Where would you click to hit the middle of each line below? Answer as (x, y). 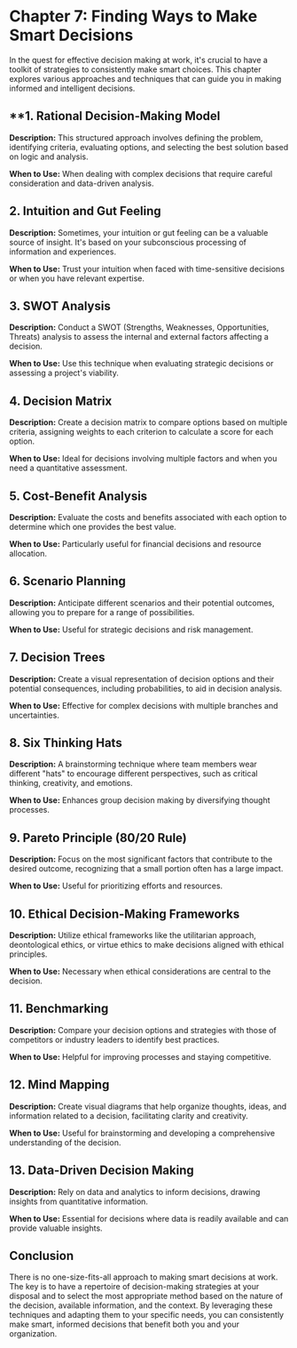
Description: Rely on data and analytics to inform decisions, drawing (135, 1192)
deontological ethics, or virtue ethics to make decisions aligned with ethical (147, 945)
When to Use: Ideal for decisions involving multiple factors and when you (143, 459)
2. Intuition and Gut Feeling (85, 211)
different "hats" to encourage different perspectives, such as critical (134, 774)
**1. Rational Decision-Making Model (115, 116)
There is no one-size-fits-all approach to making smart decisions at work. (144, 1277)
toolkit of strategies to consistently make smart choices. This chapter (135, 69)
